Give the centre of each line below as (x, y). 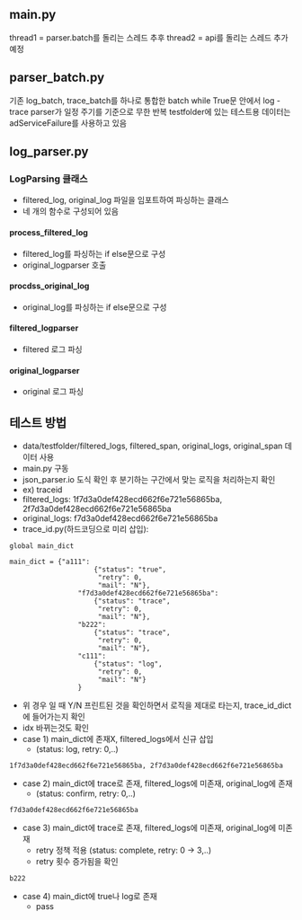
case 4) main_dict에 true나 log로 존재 (89, 896)
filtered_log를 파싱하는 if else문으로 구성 (94, 253)
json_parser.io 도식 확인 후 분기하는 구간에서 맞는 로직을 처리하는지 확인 (149, 479)
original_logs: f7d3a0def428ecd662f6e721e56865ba (120, 518)
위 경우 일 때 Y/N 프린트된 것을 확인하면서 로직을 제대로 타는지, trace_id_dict (157, 705)
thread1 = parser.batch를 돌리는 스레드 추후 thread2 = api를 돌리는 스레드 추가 (149, 37)
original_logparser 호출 (64, 265)
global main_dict (42, 546)
